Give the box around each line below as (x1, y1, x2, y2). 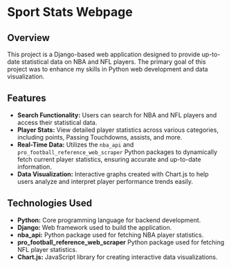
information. (17, 162, 52, 171)
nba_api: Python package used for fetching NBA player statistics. (17, 231, 204, 239)
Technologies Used (7, 197, 92, 209)
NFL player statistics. (17, 245, 77, 253)
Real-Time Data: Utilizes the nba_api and (17, 140, 134, 149)
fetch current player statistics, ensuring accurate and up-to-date (17, 155, 202, 163)
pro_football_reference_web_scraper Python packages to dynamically (17, 147, 218, 156)
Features (7, 92, 46, 104)
